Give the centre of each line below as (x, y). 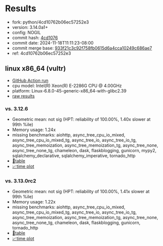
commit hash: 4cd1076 (35, 38)
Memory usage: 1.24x (34, 130)
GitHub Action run (30, 80)
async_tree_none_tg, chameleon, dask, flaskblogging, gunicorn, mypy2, (84, 151)
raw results (23, 96)
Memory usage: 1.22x (34, 202)
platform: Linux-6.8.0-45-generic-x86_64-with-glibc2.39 (69, 90)
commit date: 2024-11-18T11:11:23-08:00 (53, 43)
